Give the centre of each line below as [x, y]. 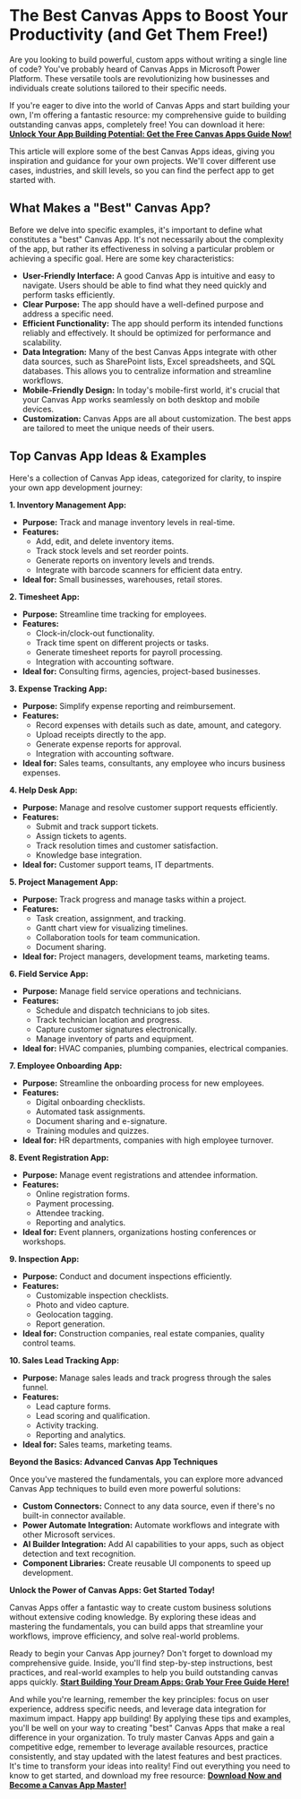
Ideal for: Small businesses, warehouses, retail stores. [122, 579]
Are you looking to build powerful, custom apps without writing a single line [148, 59]
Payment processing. [75, 1203]
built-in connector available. [74, 1515]
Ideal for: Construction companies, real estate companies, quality [143, 1333]
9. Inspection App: [44, 1258]
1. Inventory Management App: [68, 505]
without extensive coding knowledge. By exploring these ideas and [133, 1617]
